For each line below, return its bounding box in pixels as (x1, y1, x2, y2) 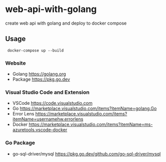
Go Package (5, 139, 35, 146)
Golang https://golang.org (12, 71, 66, 77)
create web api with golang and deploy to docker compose (5, 20, 127, 26)
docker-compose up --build (7, 48, 64, 53)
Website (5, 59, 26, 66)
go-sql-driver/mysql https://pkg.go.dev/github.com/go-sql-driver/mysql (12, 150, 161, 156)
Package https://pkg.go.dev (12, 76, 70, 82)
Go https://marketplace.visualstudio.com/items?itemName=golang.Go (12, 105, 157, 111)
